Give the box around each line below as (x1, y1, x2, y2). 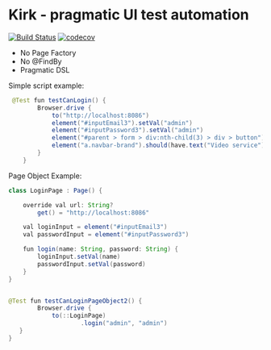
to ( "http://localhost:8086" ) (51, 111, 150, 119)
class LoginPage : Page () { (8, 186, 103, 194)
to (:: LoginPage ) (51, 312, 106, 320)
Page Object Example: (8, 171, 82, 181)
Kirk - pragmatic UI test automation (8, 6, 250, 24)
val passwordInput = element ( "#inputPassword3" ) (23, 231, 190, 239)
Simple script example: (8, 81, 85, 90)
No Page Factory (19, 48, 77, 57)
